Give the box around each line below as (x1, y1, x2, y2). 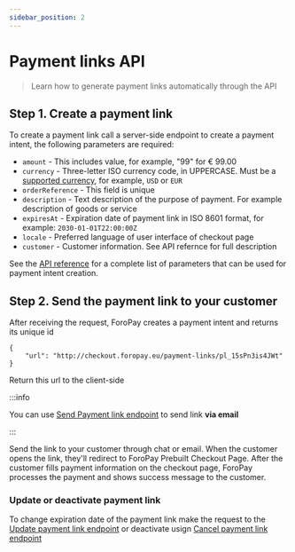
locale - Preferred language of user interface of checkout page (21, 232, 254, 242)
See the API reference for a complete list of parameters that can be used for (9, 258, 287, 269)
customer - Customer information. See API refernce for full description (21, 241, 277, 252)
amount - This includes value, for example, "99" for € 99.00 (21, 156, 237, 167)
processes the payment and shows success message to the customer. (9, 472, 267, 483)
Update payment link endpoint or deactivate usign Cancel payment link (9, 524, 268, 534)
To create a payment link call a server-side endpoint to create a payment (9, 130, 275, 140)
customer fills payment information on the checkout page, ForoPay (9, 462, 253, 473)
